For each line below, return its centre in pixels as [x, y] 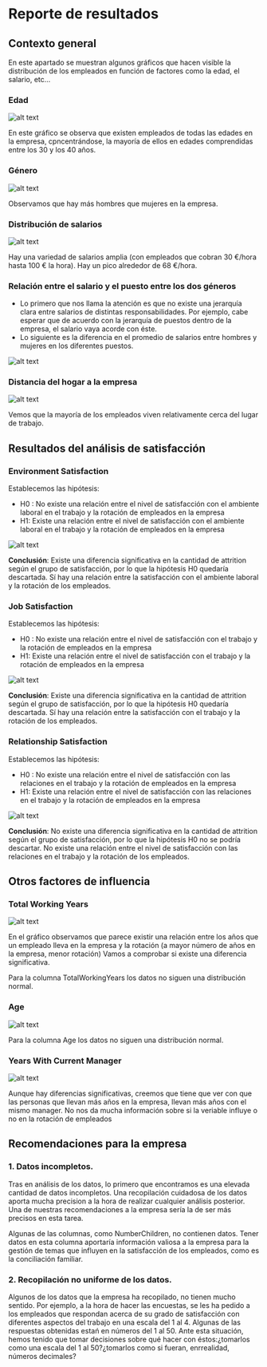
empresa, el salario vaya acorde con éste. [88, 329]
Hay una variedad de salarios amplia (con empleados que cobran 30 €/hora [132, 257]
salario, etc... [29, 79]
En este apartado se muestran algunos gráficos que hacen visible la [120, 62]
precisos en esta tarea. [46, 1218]
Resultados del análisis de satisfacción [107, 448]
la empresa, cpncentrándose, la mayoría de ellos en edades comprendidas [131, 141]
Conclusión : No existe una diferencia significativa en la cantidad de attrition [133, 831]
